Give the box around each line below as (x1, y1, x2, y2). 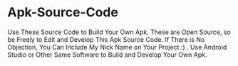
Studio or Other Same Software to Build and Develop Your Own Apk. (7, 50, 208, 59)
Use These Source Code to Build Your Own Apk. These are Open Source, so (7, 28, 232, 36)
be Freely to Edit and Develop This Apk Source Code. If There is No (7, 35, 205, 43)
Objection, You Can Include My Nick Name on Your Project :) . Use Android (7, 43, 227, 51)
